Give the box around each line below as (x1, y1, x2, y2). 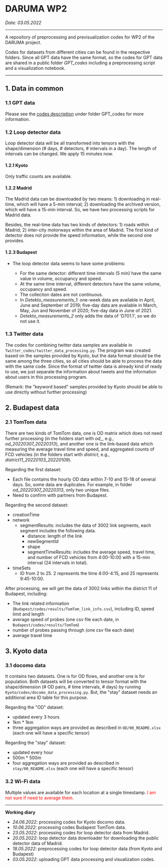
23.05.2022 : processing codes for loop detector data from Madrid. (12, 829, 150, 835)
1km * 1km (12, 719, 33, 726)
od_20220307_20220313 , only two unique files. (12, 487, 110, 493)
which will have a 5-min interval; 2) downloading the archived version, (16, 201, 161, 207)
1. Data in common (5, 84, 63, 93)
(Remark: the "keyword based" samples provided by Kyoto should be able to (5, 383, 162, 389)
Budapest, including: (5, 591, 47, 597)
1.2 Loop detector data (5, 128, 61, 135)
